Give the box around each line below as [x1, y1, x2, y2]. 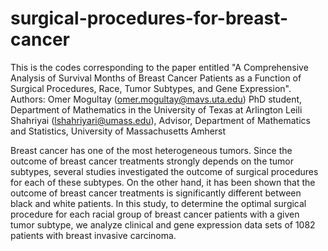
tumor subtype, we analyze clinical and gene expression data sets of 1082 [10, 218, 316, 231]
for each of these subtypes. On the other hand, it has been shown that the [10, 176, 316, 188]
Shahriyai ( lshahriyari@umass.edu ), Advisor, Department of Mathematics [10, 114, 311, 126]
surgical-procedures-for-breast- [10, 7, 289, 30]
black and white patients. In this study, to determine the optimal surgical [10, 197, 307, 209]
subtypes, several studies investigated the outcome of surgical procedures [10, 165, 319, 177]
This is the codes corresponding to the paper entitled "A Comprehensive [10, 61, 309, 73]
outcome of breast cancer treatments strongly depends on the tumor [10, 155, 295, 167]
